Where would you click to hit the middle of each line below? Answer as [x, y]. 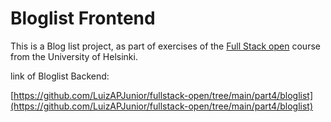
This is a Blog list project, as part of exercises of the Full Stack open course [165, 46]
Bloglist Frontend [83, 18]
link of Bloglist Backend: [60, 76]
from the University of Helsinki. [74, 56]
